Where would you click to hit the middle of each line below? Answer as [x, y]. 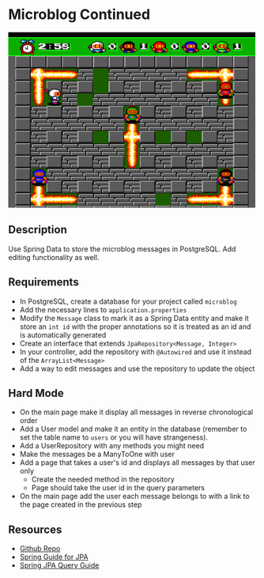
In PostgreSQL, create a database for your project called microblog [128, 301]
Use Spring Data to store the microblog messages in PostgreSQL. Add [122, 249]
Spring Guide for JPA [54, 557]
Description [38, 230]
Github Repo [40, 549]
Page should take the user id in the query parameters [118, 488]
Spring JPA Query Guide [59, 565]
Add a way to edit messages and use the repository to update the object [137, 368]
